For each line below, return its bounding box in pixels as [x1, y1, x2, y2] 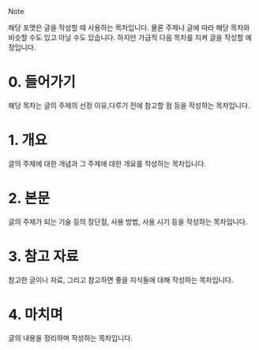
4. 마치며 [8, 305, 63, 323]
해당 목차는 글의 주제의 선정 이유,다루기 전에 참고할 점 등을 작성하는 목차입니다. [8, 100, 250, 110]
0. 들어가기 [8, 73, 77, 91]
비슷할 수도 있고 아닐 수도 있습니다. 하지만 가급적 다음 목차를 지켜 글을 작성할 [8, 33, 244, 42]
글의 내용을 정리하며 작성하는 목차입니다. [8, 333, 133, 342]
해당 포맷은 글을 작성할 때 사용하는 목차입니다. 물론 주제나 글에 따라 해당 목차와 [8, 23, 250, 32]
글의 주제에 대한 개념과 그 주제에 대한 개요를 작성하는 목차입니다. [8, 158, 207, 168]
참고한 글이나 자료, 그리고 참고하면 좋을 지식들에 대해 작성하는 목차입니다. [8, 275, 234, 285]
